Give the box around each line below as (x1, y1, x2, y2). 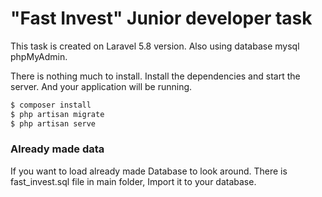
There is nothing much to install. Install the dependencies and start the (10, 70, 301, 82)
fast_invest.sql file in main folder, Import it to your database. (10, 175, 257, 187)
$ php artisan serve (10, 118, 97, 129)
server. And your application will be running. (10, 80, 193, 92)
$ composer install (10, 100, 92, 110)
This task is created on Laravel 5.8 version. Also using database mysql (10, 40, 300, 52)
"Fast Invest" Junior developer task (10, 7, 313, 30)
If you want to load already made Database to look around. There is (10, 165, 288, 177)
